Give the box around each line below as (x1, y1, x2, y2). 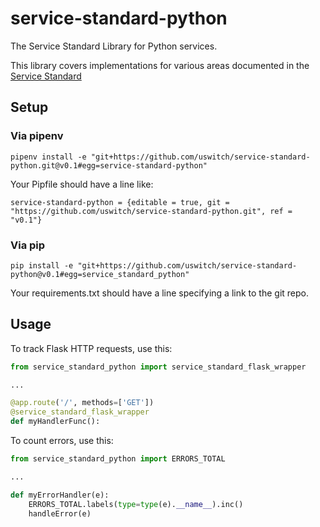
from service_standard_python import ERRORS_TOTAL (10, 454, 226, 464)
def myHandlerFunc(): (10, 417, 101, 427)
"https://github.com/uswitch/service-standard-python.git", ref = (10, 206, 293, 216)
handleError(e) (28, 508, 92, 519)
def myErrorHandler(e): (10, 490, 110, 500)
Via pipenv (10, 129, 64, 143)
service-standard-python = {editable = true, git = (10, 197, 230, 207)
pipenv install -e (10, 152, 87, 162)
